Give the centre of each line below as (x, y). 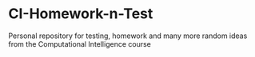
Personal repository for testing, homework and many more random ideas (128, 36)
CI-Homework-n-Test (81, 14)
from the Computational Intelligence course (80, 44)
